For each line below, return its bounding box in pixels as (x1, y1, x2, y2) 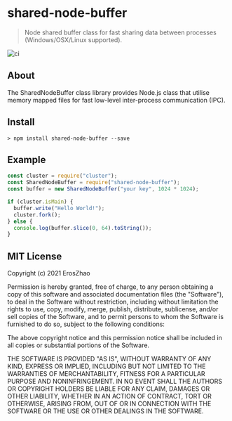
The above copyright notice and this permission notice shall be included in (7, 334, 222, 342)
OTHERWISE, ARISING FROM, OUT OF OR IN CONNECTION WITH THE (7, 399, 212, 408)
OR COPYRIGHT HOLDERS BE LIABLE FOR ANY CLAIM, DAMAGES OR (7, 384, 210, 393)
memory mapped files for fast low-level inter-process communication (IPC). (7, 96, 226, 104)
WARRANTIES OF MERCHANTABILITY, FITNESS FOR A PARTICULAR (7, 370, 205, 378)
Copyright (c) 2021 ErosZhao (7, 269, 90, 278)
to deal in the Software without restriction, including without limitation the (7, 297, 219, 306)
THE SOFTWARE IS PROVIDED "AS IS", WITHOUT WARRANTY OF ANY (7, 355, 212, 363)
